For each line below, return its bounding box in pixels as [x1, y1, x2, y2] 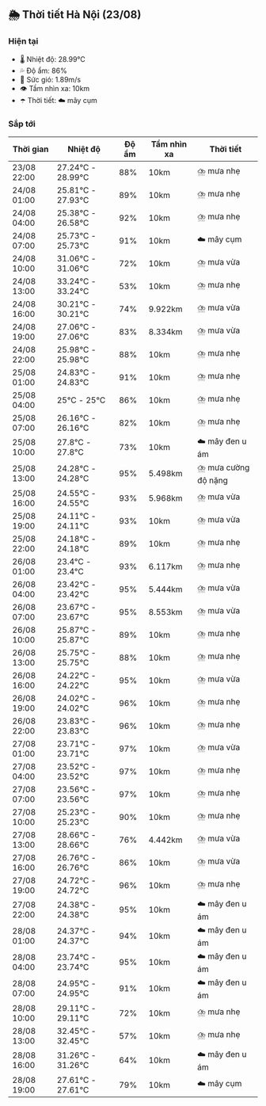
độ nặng [197, 475, 228, 486]
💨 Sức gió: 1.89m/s [19, 74, 82, 84]
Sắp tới [8, 118, 36, 129]
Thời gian [12, 143, 49, 154]
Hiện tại [8, 36, 39, 47]
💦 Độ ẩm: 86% [19, 66, 67, 75]
